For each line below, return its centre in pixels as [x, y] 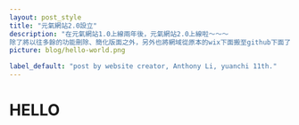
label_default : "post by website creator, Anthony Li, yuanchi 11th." [143, 66]
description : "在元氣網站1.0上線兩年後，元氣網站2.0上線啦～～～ [119, 34]
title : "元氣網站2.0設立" [54, 26]
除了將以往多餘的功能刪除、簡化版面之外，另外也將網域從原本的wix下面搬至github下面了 [150, 42]
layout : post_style [46, 17]
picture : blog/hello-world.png [67, 51]
